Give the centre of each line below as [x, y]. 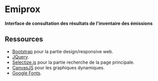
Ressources [24, 39]
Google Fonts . [27, 73]
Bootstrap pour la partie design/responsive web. [63, 51]
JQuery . [20, 57]
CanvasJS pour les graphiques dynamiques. [58, 67]
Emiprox [23, 9]
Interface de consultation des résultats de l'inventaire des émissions [79, 23]
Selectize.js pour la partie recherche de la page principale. [73, 62]
